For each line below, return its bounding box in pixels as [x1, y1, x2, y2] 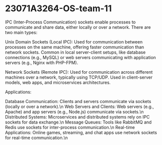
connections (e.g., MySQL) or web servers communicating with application [5, 54, 156, 60]
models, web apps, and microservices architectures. [5, 79, 111, 85]
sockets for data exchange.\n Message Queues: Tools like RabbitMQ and [5, 119, 152, 125]
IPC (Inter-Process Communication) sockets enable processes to [5, 19, 136, 25]
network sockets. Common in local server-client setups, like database [5, 49, 146, 55]
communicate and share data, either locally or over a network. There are [5, 24, 151, 30]
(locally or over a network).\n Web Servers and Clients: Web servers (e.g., [5, 104, 154, 109]
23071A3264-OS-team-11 [5, 3, 112, 14]
